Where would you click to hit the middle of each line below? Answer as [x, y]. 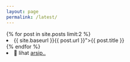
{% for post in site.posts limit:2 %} [49, 34]
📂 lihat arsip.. [30, 53]
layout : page [22, 12]
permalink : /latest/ [32, 17]
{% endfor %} [23, 46]
